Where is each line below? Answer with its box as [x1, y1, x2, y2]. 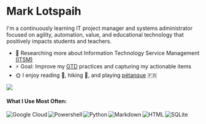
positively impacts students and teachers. [6, 37, 112, 45]
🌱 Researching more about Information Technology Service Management [15, 49, 200, 56]
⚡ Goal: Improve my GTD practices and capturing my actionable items [15, 62, 192, 70]
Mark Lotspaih [6, 4, 82, 18]
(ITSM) [15, 56, 33, 63]
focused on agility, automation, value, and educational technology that [6, 31, 184, 38]
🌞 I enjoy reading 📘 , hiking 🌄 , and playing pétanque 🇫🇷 [15, 71, 158, 79]
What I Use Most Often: [6, 97, 67, 104]
